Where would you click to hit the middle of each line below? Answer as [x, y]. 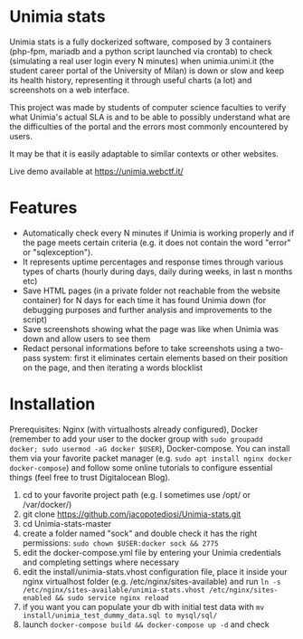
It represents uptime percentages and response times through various [153, 262]
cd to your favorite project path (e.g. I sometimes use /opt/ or [137, 494]
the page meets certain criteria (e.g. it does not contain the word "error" [156, 243]
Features [43, 208]
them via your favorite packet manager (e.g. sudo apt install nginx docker [151, 458]
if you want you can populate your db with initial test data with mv [143, 606]
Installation [52, 404]
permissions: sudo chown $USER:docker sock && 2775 [120, 543]
